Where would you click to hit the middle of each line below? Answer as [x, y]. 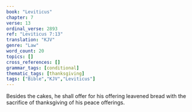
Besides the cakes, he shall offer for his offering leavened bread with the [96, 96]
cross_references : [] [33, 62]
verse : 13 [19, 23]
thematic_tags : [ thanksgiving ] [45, 73]
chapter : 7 [20, 17]
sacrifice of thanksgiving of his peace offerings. [66, 102]
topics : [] [20, 57]
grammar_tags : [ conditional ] [43, 68]
